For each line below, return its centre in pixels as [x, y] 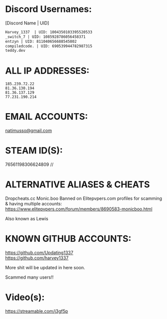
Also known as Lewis [27, 219]
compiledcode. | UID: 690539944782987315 [49, 46]
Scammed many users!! [29, 277]
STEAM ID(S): [34, 151]
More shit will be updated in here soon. [45, 267]
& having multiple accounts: [34, 204]
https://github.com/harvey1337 [37, 258]
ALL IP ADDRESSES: [47, 71]
